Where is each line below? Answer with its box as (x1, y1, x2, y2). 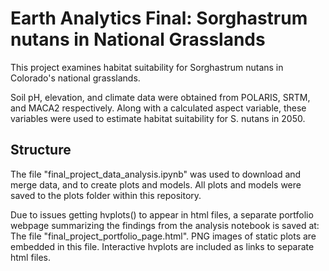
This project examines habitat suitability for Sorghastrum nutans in (10, 61, 284, 73)
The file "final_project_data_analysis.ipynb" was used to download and (10, 168, 302, 180)
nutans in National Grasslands (10, 28, 266, 51)
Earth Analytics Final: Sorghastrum (10, 7, 308, 30)
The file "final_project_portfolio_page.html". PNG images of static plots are (10, 230, 317, 242)
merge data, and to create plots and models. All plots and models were (10, 178, 302, 191)
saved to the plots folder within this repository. (10, 189, 202, 201)
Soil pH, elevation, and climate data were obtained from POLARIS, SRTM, (10, 91, 311, 103)
